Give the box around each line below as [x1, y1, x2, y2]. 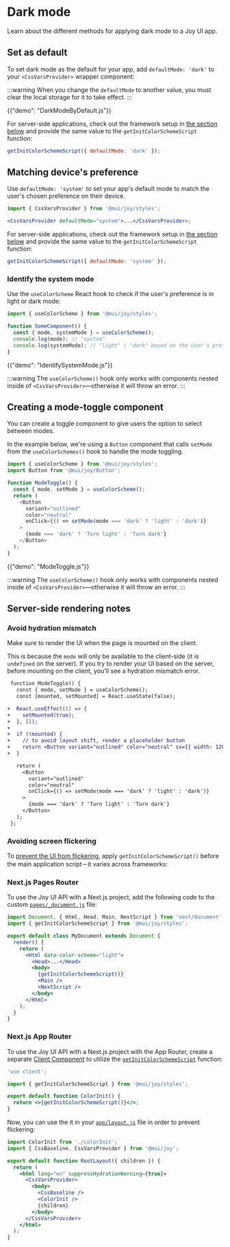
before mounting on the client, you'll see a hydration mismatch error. [7, 667, 201, 675]
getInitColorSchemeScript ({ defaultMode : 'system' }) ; [7, 258, 167, 265]
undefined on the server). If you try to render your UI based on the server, [7, 660, 214, 668]
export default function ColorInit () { [7, 1093, 121, 1100]
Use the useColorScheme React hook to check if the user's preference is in [7, 290, 214, 298]
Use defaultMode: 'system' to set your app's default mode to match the [7, 185, 210, 193]
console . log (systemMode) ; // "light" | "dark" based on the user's [13, 341, 210, 349]
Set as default [7, 47, 68, 58]
